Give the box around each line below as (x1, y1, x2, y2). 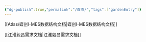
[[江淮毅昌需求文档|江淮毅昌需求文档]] (4, 31, 81, 37)
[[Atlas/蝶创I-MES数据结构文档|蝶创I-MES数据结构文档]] (4, 21, 118, 27)
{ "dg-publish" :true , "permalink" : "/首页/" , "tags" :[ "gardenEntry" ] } (4, 7, 142, 12)
